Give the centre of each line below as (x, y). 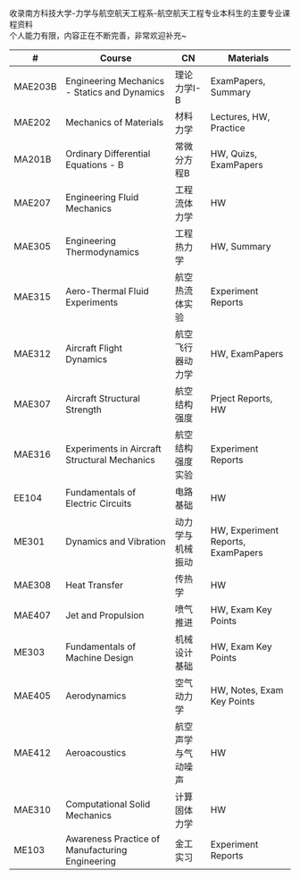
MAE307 (33, 404)
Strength (84, 410)
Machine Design (100, 658)
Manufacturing (96, 850)
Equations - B (95, 165)
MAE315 (33, 296)
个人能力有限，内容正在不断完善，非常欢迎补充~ (98, 35)
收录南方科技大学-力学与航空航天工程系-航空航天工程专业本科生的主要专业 (146, 13)
